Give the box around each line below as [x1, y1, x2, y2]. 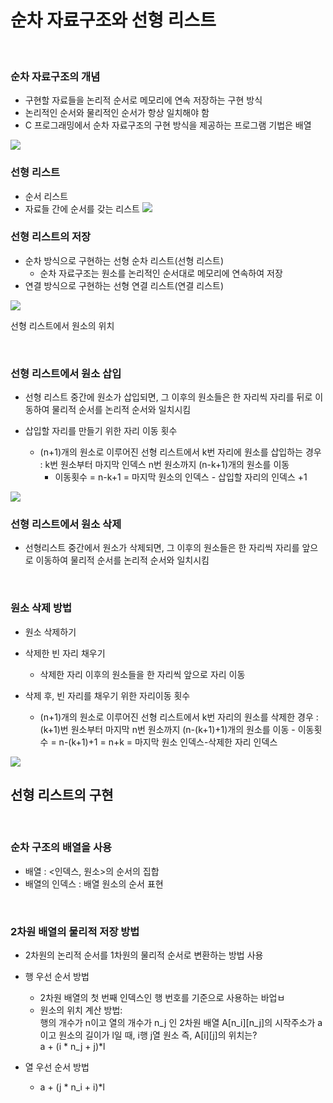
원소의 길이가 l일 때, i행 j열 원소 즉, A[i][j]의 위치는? [58, 1029, 258, 1041]
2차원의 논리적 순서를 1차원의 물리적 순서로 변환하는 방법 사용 [24, 949, 264, 961]
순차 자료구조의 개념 [10, 69, 101, 83]
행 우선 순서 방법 [24, 971, 90, 983]
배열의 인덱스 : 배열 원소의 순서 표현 [24, 877, 164, 890]
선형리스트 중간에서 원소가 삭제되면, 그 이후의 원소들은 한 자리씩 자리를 [24, 542, 300, 554]
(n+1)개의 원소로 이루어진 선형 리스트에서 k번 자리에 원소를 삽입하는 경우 [39, 446, 322, 458]
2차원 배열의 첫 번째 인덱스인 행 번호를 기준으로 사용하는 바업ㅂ [39, 992, 286, 1004]
